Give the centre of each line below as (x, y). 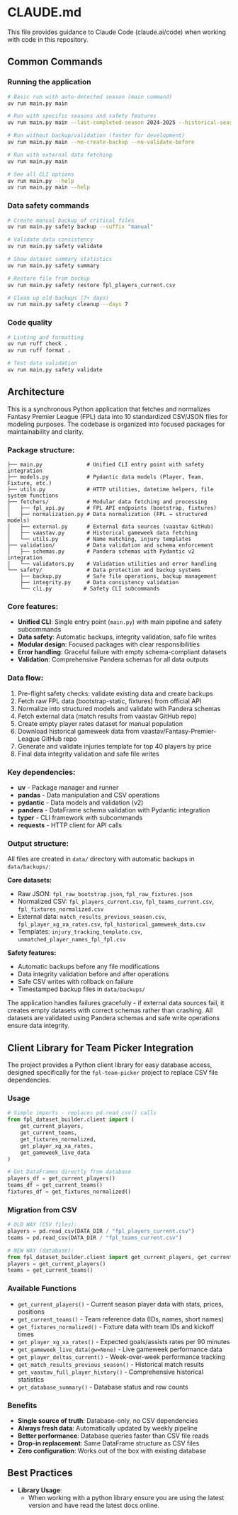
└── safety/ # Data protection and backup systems (104, 570)
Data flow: (25, 678)
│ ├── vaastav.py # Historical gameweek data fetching (103, 533)
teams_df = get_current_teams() (55, 1185)
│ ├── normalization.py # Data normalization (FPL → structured (107, 515)
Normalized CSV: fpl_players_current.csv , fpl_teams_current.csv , (116, 902)
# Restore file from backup (49, 278)
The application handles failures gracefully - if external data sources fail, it (116, 1003)
